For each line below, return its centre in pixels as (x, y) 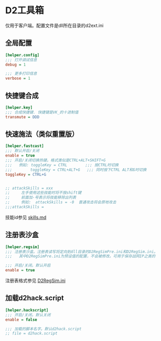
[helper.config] (22, 55)
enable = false (21, 320)
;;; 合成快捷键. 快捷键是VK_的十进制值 (42, 112)
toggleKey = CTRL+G (26, 174)
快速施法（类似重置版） (42, 134)
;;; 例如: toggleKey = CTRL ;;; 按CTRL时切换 (62, 165)
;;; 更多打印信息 (21, 74)
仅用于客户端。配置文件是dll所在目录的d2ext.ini (54, 25)
